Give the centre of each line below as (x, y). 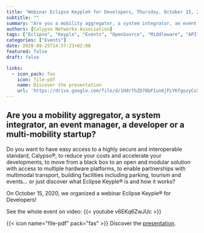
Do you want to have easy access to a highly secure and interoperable (94, 149)
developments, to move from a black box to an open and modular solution (99, 162)
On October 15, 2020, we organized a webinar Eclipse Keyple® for (89, 193)
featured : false (27, 52)
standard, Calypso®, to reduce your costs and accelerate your (84, 155)
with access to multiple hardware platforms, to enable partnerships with (96, 169)
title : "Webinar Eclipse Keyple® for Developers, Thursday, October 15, (100, 12)
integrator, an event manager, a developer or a (95, 125)
